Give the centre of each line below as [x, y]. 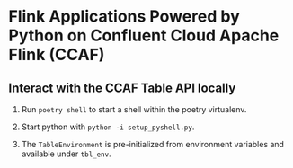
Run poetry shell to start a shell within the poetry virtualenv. [134, 109]
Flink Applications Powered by [124, 17]
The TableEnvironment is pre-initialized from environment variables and [153, 144]
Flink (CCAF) [57, 55]
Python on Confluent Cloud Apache [144, 35]
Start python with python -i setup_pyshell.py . [108, 127]
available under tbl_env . [66, 154]
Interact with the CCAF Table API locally [122, 88]
